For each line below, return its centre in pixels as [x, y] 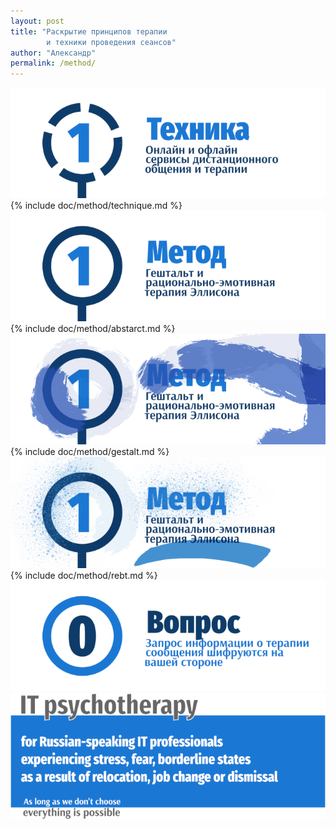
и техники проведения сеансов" [111, 42]
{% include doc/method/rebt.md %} [84, 575]
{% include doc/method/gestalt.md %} [90, 452]
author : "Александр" [53, 53]
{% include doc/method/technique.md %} [96, 206]
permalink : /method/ [53, 63]
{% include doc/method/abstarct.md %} [93, 329]
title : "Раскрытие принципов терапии [89, 31]
